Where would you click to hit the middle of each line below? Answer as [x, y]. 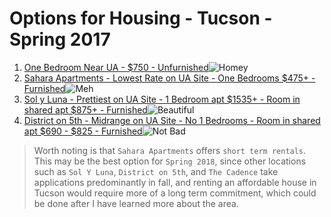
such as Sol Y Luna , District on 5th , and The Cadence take [156, 171]
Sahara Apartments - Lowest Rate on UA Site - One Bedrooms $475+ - [169, 78]
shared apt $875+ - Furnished [85, 109]
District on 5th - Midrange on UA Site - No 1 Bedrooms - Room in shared [172, 120]
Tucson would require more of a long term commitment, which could [175, 193]
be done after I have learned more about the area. [136, 203]
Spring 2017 [60, 39]
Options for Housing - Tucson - [141, 18]
